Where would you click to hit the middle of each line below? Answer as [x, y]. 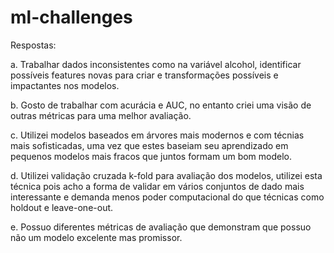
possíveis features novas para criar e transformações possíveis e [144, 75]
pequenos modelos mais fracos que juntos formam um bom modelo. [151, 156]
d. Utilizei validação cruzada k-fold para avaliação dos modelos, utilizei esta [166, 175]
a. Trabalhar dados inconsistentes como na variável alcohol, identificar [156, 64]
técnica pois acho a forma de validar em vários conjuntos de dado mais [157, 186]
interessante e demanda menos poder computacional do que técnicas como [167, 197]
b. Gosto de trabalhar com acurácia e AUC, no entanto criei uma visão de [161, 105]
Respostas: [33, 45]
